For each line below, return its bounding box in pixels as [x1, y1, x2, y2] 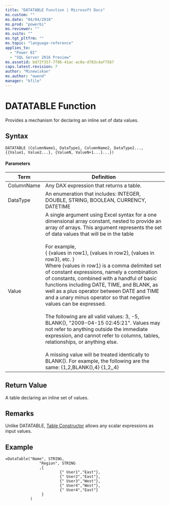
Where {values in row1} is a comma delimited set [45, 262, 161, 269]
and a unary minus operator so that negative [45, 293, 151, 301]
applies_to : [5, 45, 30, 50]
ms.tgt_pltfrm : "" [5, 36, 44, 41]
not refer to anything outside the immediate [45, 325, 148, 333]
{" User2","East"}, [59, 474, 101, 480]
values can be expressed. [45, 300, 106, 307]
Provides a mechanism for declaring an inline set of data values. [5, 117, 139, 123]
